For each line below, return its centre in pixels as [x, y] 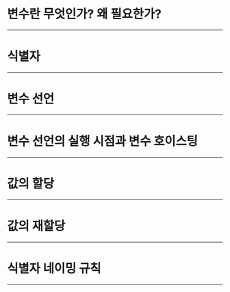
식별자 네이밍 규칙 [54, 268]
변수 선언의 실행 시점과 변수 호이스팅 [103, 141]
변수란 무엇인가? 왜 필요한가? [85, 14]
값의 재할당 [36, 226]
